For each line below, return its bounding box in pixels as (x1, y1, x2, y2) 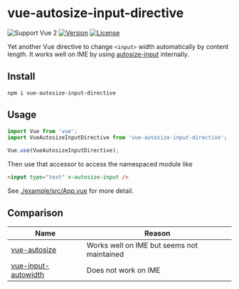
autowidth (11, 269, 45, 279)
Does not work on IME (86, 265, 161, 275)
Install (7, 70, 36, 83)
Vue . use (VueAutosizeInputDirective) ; (7, 147, 119, 154)
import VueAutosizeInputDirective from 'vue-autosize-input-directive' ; (7, 134, 228, 142)
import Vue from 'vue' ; (7, 127, 78, 135)
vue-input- (11, 261, 50, 270)
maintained (86, 249, 124, 259)
